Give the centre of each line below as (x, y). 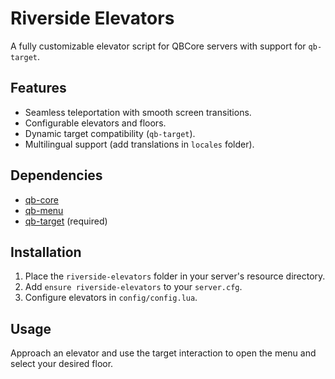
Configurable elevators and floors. (95, 123)
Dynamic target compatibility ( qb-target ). (110, 133)
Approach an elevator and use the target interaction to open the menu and (163, 353)
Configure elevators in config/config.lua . (111, 298)
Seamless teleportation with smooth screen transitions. (138, 112)
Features (38, 88)
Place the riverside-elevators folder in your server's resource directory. (175, 276)
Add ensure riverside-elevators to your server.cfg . (133, 287)
